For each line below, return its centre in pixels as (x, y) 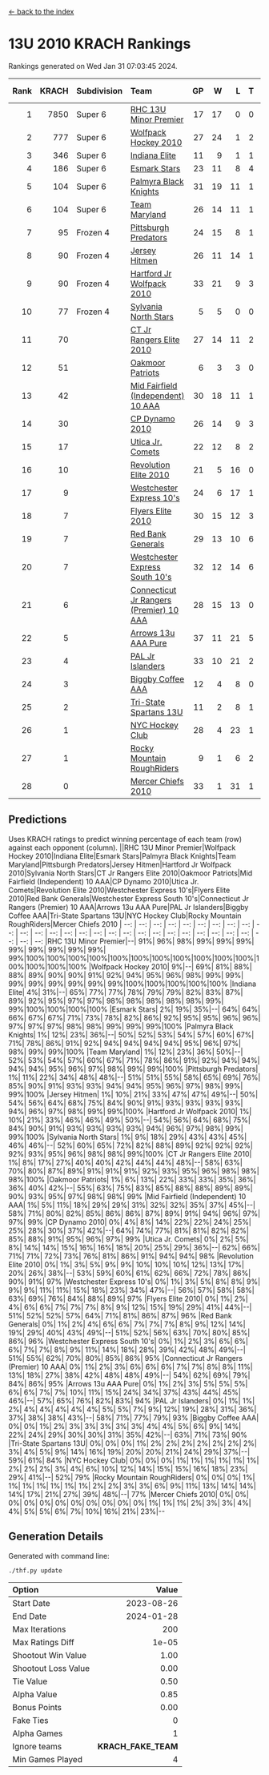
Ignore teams (37, 1746)
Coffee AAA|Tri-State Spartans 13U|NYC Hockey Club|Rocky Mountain (125, 916)
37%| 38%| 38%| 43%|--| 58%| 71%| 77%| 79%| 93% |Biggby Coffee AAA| (134, 1418)
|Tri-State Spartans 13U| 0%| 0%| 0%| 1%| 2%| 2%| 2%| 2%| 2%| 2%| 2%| (133, 1443)
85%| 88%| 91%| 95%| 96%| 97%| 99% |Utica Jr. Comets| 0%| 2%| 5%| (128, 1239)
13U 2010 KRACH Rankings (100, 44)
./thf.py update (35, 1570)
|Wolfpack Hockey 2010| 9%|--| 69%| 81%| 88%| (170, 966)
